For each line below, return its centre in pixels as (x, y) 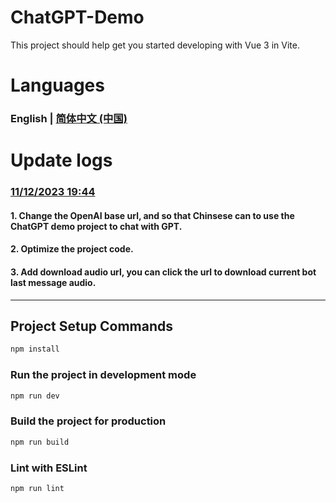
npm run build (40, 442)
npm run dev (35, 396)
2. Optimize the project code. (72, 249)
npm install (35, 349)
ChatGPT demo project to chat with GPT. (96, 226)
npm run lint (37, 488)
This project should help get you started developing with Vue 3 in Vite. (155, 45)
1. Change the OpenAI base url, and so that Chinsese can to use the (152, 215)
